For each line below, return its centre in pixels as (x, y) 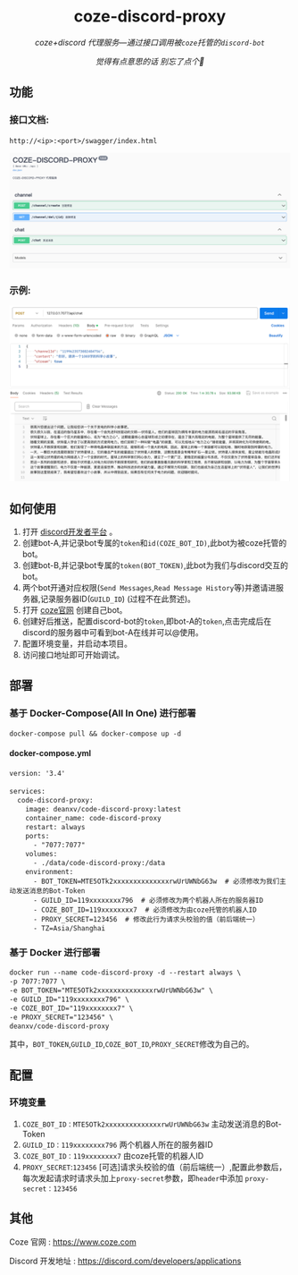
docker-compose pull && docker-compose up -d (95, 734)
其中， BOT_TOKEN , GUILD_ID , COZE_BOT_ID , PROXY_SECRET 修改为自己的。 (132, 1044)
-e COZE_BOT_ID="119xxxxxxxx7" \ (71, 1008)
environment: (50, 871)
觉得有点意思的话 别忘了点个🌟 (150, 61)
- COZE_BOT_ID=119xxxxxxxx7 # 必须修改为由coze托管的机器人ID (145, 910)
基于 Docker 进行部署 (55, 952)
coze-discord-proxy (150, 17)
